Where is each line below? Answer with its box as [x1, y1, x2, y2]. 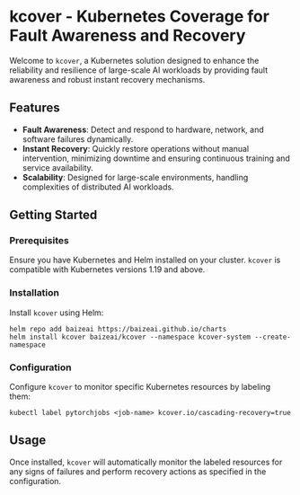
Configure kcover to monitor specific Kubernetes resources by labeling [9, 382, 271, 393]
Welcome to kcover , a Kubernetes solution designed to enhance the [9, 55, 260, 66]
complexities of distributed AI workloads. [22, 181, 174, 192]
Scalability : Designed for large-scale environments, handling [22, 172, 249, 182]
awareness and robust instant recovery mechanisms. [9, 74, 206, 84]
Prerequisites [9, 234, 69, 247]
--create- [254, 332, 292, 341]
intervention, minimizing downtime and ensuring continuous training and [22, 153, 290, 164]
